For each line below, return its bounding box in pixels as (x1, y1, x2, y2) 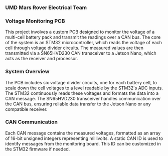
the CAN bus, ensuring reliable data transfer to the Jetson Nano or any (5, 101, 151, 107)
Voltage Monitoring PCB (5, 17, 65, 24)
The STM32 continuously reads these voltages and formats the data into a (5, 90, 159, 96)
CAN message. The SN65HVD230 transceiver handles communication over (5, 95, 161, 101)
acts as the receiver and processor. (5, 56, 78, 62)
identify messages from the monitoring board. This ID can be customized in (5, 140, 161, 146)
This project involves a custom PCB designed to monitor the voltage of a (5, 29, 155, 35)
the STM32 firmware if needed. (5, 146, 70, 152)
